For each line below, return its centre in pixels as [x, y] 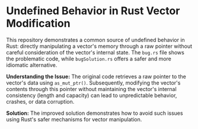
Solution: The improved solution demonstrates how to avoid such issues [95, 113]
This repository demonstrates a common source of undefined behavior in [95, 40]
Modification [38, 23]
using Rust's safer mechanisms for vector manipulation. [74, 119]
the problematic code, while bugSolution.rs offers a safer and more [89, 59]
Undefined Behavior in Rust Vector [93, 11]
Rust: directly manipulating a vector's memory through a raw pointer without [99, 46]
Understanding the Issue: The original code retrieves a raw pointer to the [96, 76]
